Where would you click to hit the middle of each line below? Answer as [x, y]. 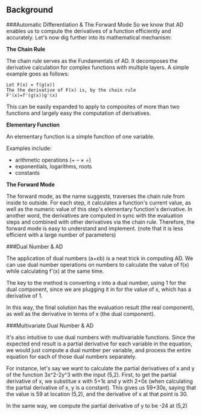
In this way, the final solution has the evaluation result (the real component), [100, 307]
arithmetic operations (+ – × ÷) [53, 160]
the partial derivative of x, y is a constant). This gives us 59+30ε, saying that [101, 387]
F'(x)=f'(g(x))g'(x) [32, 95]
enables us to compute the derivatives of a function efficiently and [89, 31]
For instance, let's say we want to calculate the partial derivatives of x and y [100, 368]
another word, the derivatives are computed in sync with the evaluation [95, 215]
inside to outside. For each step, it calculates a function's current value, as [99, 203]
